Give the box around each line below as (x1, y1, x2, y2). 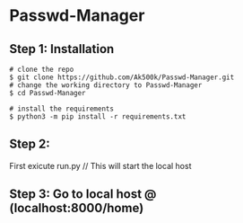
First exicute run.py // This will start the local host (9, 160, 192, 171)
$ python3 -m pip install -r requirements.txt (9, 112, 187, 121)
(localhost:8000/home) (9, 201, 144, 216)
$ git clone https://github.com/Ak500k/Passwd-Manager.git (9, 73, 235, 82)
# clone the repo (9, 65, 74, 74)
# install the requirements (9, 104, 115, 113)
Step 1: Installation (9, 41, 115, 57)
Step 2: (9, 137, 51, 152)
